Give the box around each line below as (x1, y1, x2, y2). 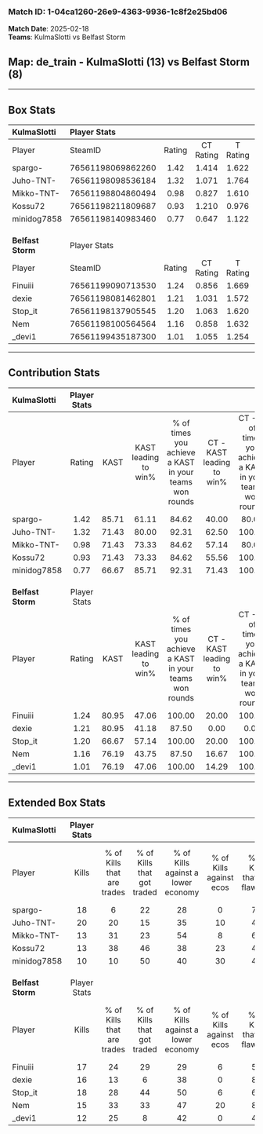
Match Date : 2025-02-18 (8, 24, 89, 34)
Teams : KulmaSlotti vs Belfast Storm (8, 32, 126, 42)
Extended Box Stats (8, 796, 106, 810)
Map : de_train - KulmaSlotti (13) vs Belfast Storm (8, 55, 250, 68)
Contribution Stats (8, 366, 100, 379)
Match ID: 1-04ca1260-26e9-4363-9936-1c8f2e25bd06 (8, 6, 228, 17)
